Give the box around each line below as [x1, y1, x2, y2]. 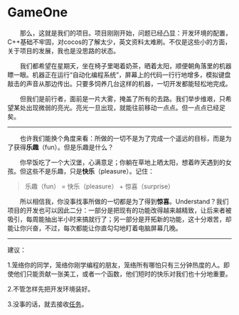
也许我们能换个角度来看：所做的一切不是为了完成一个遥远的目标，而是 [19, 134, 225, 142]
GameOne [7, 4, 68, 21]
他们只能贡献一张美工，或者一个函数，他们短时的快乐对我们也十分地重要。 [13, 269, 232, 278]
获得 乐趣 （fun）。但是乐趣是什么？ [13, 143, 114, 151]
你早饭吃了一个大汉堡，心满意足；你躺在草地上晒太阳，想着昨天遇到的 [19, 158, 225, 166]
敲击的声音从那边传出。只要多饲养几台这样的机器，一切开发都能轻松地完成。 [7, 79, 232, 87]
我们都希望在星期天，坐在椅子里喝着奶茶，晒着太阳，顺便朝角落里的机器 [19, 61, 232, 70]
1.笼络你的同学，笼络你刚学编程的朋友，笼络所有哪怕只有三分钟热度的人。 [7, 260, 224, 269]
